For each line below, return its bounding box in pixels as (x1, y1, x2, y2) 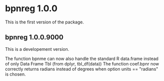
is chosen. (5, 71, 26, 77)
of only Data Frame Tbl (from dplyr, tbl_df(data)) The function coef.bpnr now (5, 61, 159, 66)
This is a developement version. (5, 46, 70, 52)
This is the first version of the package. (5, 19, 84, 25)
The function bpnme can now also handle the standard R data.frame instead (5, 56, 159, 61)
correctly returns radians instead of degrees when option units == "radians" (5, 66, 158, 72)
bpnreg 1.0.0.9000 (5, 33, 64, 41)
